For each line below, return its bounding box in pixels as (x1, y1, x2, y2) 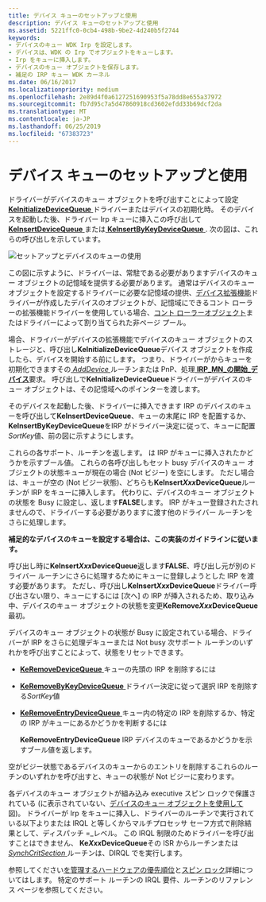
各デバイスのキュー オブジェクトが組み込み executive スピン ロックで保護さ (8, 788, 256, 798)
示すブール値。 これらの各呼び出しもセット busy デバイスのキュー (29, 458, 246, 467)
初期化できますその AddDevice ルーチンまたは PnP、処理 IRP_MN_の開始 (8, 364, 248, 374)
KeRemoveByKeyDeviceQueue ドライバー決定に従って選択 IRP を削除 (19, 681, 252, 691)
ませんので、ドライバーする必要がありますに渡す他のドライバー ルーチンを (8, 507, 253, 517)
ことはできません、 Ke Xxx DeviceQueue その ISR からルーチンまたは (14, 838, 239, 847)
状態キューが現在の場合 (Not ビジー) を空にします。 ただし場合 (49, 467, 256, 477)
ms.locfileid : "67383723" (8, 130, 94, 137)
